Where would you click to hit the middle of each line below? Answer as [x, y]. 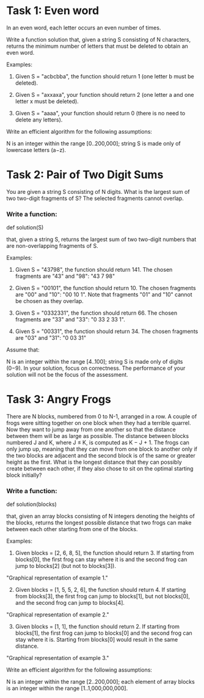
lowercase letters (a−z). [36, 150]
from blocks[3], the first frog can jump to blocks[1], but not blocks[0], [103, 596]
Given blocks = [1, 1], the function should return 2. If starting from [97, 627]
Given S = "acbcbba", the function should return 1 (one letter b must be [104, 76]
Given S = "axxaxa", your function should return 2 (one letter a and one [104, 94]
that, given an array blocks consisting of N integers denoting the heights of [101, 516]
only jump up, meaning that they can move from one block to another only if [102, 449]
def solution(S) [25, 228]
